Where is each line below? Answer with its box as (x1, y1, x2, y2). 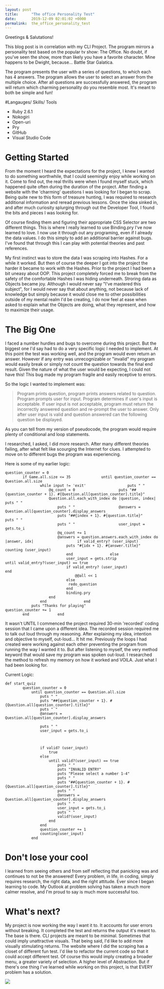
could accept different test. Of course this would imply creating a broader (5, 954, 153, 959)
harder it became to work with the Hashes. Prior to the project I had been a (5, 265, 156, 271)
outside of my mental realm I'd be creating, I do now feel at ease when (5, 297, 147, 303)
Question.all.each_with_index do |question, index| (48, 496, 156, 501)
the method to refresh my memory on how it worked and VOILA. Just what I (5, 657, 157, 663)
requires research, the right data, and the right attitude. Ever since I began (5, 879, 154, 885)
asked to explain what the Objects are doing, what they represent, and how (5, 302, 156, 308)
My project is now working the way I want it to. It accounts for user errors (5, 922, 153, 928)
